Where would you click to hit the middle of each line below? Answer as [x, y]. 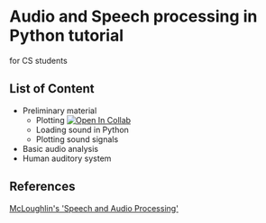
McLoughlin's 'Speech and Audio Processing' [94, 208]
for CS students [38, 60]
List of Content [52, 89]
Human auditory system [67, 158]
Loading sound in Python [82, 129]
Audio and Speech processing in [133, 17]
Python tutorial [67, 36]
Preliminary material [60, 111]
